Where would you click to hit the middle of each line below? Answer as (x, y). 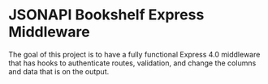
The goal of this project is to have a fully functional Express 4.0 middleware (134, 54)
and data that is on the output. (59, 71)
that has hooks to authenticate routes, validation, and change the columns (132, 63)
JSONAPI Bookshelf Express (106, 15)
